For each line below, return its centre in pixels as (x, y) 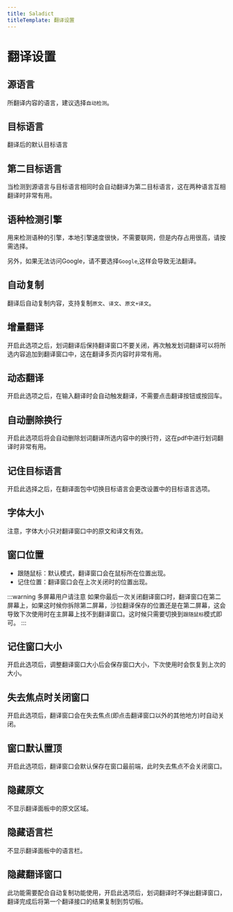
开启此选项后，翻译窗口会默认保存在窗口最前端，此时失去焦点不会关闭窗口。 (116, 767)
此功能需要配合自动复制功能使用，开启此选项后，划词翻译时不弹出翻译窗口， (116, 893)
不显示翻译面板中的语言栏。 (47, 850)
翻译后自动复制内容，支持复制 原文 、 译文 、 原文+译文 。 (81, 303)
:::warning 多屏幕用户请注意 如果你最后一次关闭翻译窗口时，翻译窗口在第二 (114, 596)
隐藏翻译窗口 (35, 875)
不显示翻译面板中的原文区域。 (50, 808)
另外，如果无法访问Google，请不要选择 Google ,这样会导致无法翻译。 (104, 261)
